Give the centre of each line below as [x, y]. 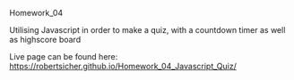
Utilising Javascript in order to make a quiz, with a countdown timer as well [147, 30]
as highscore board [45, 40]
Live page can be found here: [64, 56]
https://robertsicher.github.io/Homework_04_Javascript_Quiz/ [123, 66]
